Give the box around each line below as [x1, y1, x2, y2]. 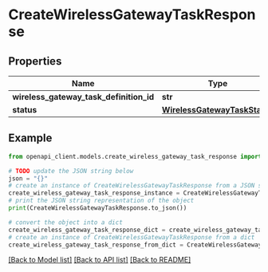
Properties [8, 54, 62, 68]
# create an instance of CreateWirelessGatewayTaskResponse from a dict [8, 233, 255, 241]
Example [8, 132, 53, 145]
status [12, 104, 37, 115]
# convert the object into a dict [8, 218, 124, 227]
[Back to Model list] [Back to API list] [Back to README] [8, 255, 191, 265]
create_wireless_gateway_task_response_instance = [8, 189, 180, 197]
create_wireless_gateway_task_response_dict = [8, 226, 166, 234]
